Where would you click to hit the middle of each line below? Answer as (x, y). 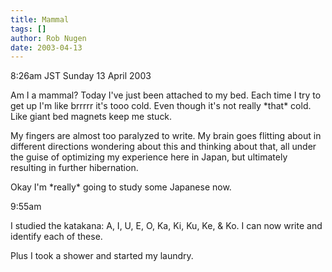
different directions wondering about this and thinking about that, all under (163, 147)
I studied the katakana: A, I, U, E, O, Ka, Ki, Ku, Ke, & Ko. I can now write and (166, 226)
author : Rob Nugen (48, 38)
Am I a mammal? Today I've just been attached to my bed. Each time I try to (166, 95)
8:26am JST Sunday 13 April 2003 (81, 76)
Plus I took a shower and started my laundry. (102, 256)
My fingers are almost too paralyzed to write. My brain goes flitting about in (166, 136)
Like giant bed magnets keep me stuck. (91, 117)
